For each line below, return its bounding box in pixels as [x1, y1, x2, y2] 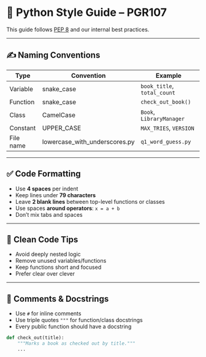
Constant [9, 124, 36, 132]
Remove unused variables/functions [15, 257, 107, 265]
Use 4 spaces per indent [15, 185, 78, 192]
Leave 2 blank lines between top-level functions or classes [15, 198, 166, 205]
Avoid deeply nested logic [15, 250, 81, 258]
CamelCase [42, 110, 75, 119]
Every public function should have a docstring [15, 323, 132, 330]
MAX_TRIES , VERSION [140, 124, 194, 132]
